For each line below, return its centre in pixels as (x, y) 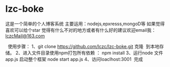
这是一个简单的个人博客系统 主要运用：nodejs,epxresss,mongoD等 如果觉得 (85, 24)
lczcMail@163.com (25, 36)
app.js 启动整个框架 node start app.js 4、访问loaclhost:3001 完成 (74, 59)
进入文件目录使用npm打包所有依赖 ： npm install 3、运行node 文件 (93, 53)
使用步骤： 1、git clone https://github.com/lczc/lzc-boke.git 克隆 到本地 (83, 46)
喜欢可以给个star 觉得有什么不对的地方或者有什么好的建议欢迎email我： (81, 30)
